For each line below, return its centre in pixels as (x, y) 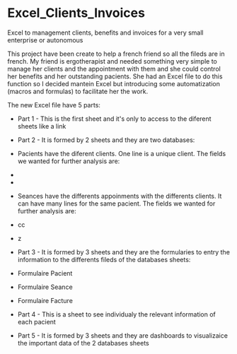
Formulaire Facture (45, 300)
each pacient (37, 321)
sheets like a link (42, 126)
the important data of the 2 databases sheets (83, 343)
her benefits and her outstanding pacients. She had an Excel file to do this (115, 76)
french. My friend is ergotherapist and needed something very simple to (112, 61)
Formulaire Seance (45, 287)
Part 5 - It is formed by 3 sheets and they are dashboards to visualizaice (123, 335)
